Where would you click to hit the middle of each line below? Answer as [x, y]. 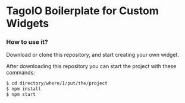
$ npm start [21, 95]
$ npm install [24, 89]
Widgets [28, 23]
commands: [21, 73]
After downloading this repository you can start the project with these [91, 66]
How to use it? [27, 42]
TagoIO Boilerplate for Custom [83, 11]
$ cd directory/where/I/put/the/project [57, 83]
